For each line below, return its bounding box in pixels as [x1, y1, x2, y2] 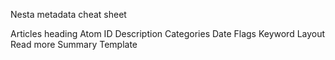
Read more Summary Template [10, 39, 138, 50]
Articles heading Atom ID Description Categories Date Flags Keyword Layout [10, 28, 326, 39]
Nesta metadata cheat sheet [10, 9, 127, 20]
